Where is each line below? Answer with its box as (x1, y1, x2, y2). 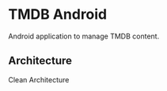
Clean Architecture (8, 75, 70, 84)
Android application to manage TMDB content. (8, 31, 160, 41)
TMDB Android (8, 5, 108, 24)
